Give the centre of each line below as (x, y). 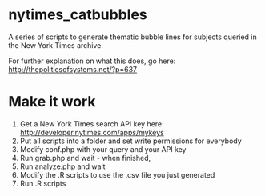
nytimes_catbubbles (78, 15)
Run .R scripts (43, 183)
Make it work (52, 102)
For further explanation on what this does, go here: (92, 61)
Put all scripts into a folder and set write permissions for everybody (130, 141)
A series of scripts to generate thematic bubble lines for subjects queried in (133, 37)
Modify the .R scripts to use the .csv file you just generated (117, 174)
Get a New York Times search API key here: (92, 124)
